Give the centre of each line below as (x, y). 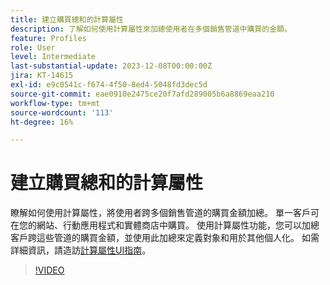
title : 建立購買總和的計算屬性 (67, 19)
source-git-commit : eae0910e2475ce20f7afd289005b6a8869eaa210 (142, 94)
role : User (33, 47)
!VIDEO (49, 270)
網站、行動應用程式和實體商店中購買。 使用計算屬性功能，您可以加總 (178, 225)
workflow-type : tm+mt (55, 103)
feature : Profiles (48, 38)
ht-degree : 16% (42, 122)
